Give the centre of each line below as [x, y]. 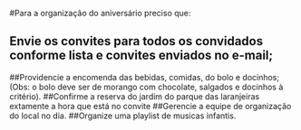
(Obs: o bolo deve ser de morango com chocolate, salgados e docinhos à [146, 87]
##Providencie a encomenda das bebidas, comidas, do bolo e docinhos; [144, 77]
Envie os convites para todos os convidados [136, 41]
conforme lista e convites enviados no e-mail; [141, 56]
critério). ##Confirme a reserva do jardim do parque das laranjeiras [135, 96]
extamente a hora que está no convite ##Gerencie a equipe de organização [150, 106]
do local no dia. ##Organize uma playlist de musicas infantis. [123, 116]
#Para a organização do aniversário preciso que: [100, 13]
